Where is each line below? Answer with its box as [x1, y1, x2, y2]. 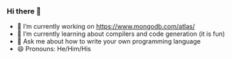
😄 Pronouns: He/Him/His [16, 45, 92, 53]
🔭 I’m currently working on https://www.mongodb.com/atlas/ [16, 22, 195, 31]
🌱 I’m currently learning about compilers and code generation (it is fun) [16, 29, 226, 38]
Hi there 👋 [6, 6, 42, 16]
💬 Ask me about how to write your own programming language [16, 37, 201, 46]
